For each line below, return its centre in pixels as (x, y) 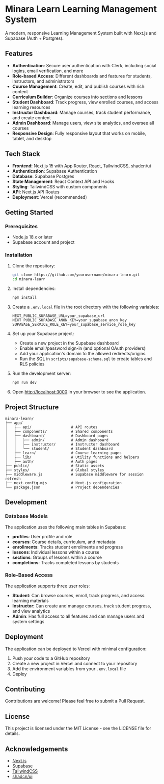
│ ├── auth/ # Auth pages (51, 461)
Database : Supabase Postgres (43, 176)
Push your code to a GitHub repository (51, 658)
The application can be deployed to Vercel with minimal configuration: (76, 649)
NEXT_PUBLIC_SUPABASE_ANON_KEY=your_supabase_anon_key (69, 320)
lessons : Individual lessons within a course (56, 552)
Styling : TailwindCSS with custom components (60, 186)
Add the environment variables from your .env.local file (69, 669)
